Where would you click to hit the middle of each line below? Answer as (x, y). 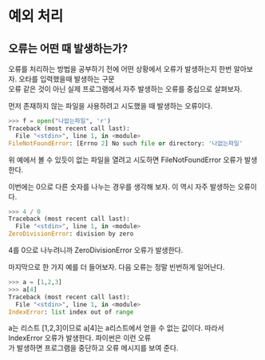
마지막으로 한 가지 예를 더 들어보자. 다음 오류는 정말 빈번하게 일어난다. (117, 267)
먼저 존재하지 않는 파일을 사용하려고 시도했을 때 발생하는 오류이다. (111, 106)
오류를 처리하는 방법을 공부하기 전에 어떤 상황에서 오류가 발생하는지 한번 (120, 69)
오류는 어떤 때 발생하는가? (68, 48)
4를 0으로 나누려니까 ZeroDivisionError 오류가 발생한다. (96, 250)
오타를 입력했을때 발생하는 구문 (67, 79)
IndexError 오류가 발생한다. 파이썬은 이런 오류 (80, 338)
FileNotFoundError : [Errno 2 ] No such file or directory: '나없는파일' (126, 143)
